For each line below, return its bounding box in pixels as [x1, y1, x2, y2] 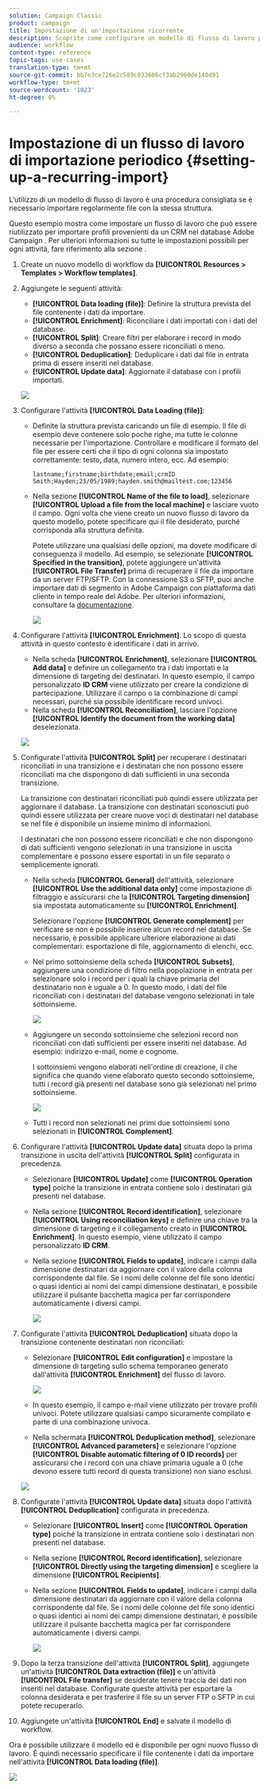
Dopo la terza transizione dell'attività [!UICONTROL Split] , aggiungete [20, 1658, 250, 1668]
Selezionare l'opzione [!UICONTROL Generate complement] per [32, 916, 245, 926]
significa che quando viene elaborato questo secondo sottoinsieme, [32, 1070, 255, 1081]
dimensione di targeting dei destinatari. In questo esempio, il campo [32, 672, 255, 681]
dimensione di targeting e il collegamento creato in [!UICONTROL [32, 1224, 247, 1233]
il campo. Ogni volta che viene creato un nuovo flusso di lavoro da [32, 508, 250, 518]
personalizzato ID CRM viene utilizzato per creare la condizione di [32, 680, 249, 690]
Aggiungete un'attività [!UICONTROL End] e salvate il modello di [20, 1716, 232, 1726]
